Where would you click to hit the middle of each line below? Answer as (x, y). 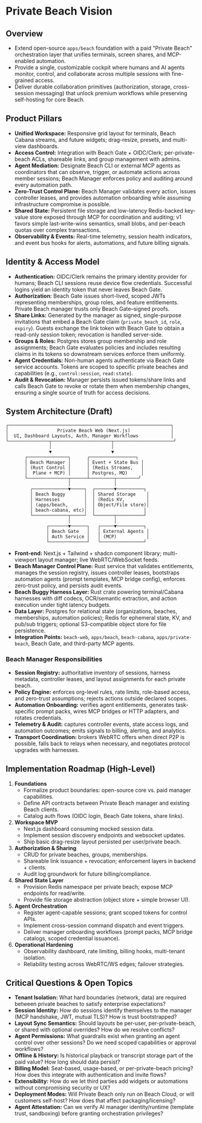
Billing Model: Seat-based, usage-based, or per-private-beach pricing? (104, 1068)
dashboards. (43, 146)
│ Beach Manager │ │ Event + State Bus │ (84, 463)
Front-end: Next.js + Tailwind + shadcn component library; (88, 554)
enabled (24, 61)
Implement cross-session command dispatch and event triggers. (104, 925)
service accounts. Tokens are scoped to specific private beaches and (101, 367)
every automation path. (43, 185)
